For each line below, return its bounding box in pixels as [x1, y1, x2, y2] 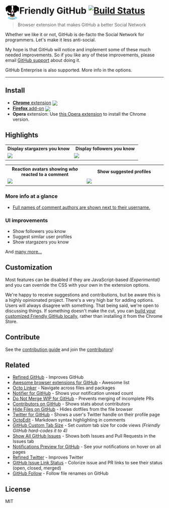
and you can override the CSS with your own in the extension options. [5, 282, 150, 288]
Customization [5, 263, 53, 272]
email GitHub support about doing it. [5, 57, 80, 63]
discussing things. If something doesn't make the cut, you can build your [5, 307, 156, 314]
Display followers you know [75, 146, 135, 152]
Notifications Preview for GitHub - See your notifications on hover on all [12, 444, 161, 450]
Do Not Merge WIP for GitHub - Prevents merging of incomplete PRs [12, 395, 154, 402]
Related [5, 361, 30, 370]
